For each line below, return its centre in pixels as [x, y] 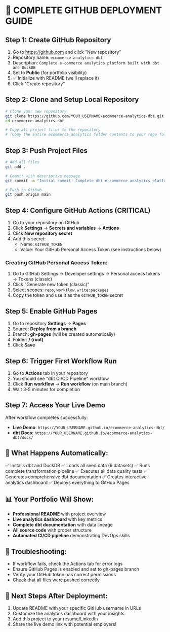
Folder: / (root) [28, 340]
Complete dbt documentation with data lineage [62, 525]
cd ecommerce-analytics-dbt [35, 121]
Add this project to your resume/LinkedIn [55, 619]
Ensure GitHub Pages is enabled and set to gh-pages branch [76, 569]
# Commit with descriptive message [43, 176]
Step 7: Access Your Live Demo [55, 405]
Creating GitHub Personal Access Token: [56, 262]
